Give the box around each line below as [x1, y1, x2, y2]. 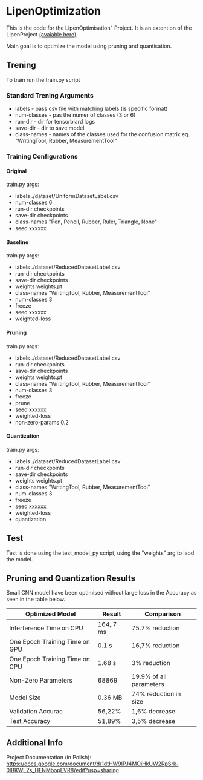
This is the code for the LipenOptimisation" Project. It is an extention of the [6, 24, 192, 31]
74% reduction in [131, 690, 181, 698]
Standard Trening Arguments [6, 91, 94, 99]
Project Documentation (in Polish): [6, 754, 92, 761]
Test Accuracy [9, 717, 50, 725]
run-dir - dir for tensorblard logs [14, 118, 95, 125]
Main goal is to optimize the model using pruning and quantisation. [6, 42, 172, 50]
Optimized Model [25, 610, 76, 618]
